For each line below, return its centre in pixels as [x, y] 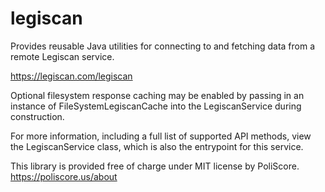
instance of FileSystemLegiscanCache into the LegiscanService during [156, 106]
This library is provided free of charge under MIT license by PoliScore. [155, 166]
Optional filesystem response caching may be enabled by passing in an [157, 95]
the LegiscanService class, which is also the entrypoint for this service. [157, 146]
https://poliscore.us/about [64, 176]
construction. [37, 116]
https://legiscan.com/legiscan [71, 76]
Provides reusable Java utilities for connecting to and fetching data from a [162, 46]
